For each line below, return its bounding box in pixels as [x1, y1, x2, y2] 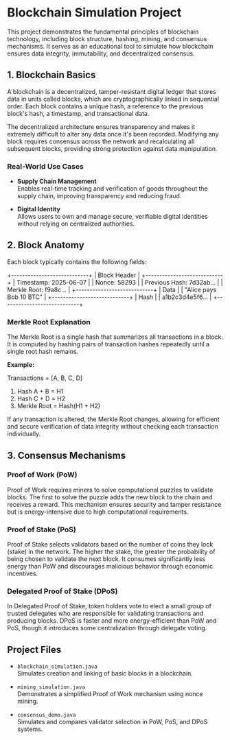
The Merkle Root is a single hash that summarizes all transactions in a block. [7, 333, 223, 341]
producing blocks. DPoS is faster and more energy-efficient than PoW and [7, 617, 217, 625]
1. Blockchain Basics [7, 69, 96, 81]
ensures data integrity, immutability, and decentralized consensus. [7, 49, 195, 58]
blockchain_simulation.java [16, 663, 97, 670]
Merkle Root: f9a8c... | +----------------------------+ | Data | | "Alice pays [7, 285, 217, 294]
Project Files [7, 643, 62, 656]
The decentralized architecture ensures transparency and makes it [7, 122, 196, 131]
